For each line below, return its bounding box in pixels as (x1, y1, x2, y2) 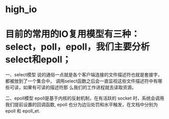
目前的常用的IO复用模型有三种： (5, 28, 140, 40)
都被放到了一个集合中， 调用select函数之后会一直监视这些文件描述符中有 (5, 78, 158, 84)
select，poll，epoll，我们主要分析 (5, 41, 150, 53)
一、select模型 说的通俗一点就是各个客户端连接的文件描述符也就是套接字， (5, 72, 162, 78)
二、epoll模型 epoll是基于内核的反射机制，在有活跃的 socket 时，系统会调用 (5, 95, 164, 101)
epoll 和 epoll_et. (5, 108, 40, 114)
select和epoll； (5, 54, 71, 66)
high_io (5, 4, 37, 15)
